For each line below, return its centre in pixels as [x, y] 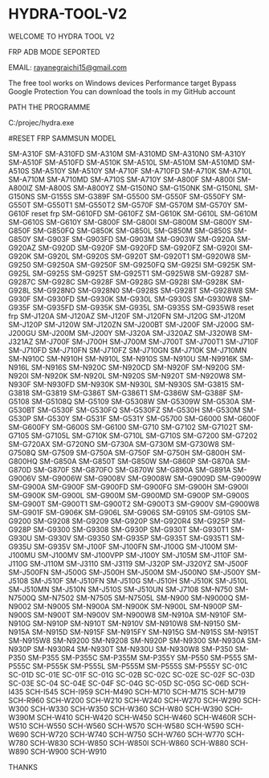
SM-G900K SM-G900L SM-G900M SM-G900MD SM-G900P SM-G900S [129, 495]
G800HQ [23, 461]
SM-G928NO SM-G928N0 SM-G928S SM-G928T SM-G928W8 [138, 290]
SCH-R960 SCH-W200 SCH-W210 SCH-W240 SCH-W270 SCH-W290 [125, 700]
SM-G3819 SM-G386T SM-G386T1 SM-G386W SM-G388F [129, 393]
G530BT [22, 410]
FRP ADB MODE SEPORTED [54, 51]
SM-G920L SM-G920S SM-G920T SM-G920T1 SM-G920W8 [134, 256]
